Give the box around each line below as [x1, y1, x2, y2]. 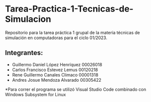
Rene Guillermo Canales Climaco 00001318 [12, 72, 99, 78]
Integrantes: [5, 49, 43, 57]
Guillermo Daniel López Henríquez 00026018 [12, 61, 102, 67]
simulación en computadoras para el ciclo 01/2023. [5, 35, 108, 41]
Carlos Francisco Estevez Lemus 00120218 [12, 67, 98, 73]
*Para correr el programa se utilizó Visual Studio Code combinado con [5, 86, 147, 92]
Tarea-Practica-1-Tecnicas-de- [5, 3, 134, 15]
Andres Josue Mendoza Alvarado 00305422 [12, 77, 101, 83]
